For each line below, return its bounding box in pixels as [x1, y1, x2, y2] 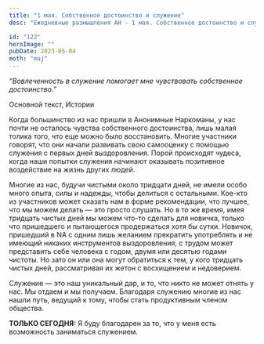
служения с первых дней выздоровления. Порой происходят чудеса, [9, 148, 241, 158]
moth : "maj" [9, 55, 48, 63]
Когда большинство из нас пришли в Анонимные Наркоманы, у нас [9, 115, 236, 124]
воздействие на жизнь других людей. [9, 165, 136, 174]
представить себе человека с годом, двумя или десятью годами [9, 247, 227, 255]
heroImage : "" [9, 40, 56, 48]
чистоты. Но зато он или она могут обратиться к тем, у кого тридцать [9, 255, 244, 264]
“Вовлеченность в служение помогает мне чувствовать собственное [9, 76, 244, 85]
